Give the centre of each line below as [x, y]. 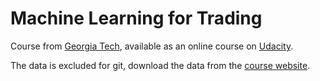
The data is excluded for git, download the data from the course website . [160, 65]
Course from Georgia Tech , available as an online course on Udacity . [152, 46]
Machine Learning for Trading [136, 18]
